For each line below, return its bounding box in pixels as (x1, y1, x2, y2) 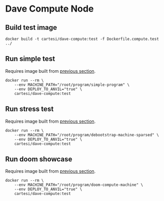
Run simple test (5, 55, 56, 63)
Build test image (5, 23, 57, 32)
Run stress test (5, 105, 54, 114)
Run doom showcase (5, 155, 73, 164)
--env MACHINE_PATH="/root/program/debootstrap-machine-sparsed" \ (14, 132, 159, 137)
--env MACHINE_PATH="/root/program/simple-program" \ (14, 82, 130, 87)
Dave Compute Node (5, 3, 94, 15)
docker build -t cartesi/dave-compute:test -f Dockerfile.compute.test (5, 36, 159, 41)
